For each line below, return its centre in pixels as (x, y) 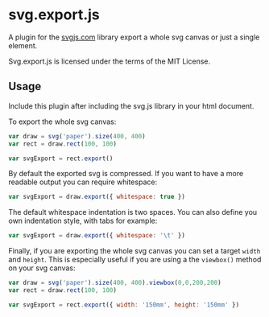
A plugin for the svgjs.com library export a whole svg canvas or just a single (134, 37)
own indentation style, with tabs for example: (83, 221)
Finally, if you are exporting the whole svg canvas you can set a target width (134, 251)
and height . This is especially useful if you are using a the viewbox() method (135, 260)
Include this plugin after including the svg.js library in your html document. (131, 105)
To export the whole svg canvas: (62, 121)
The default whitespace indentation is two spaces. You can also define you (133, 212)
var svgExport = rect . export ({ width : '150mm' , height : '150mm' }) (124, 305)
